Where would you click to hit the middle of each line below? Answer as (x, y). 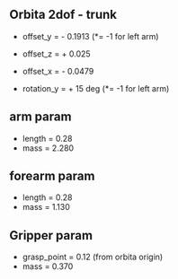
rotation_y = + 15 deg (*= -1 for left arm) (96, 88)
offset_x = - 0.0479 (58, 71)
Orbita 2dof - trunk (63, 15)
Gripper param (51, 235)
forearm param (52, 176)
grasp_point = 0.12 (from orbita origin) (93, 257)
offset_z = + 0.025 (57, 54)
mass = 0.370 (48, 266)
